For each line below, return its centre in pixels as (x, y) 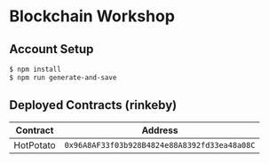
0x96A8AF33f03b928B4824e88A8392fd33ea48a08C (160, 145)
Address (160, 130)
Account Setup (51, 49)
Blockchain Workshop (92, 16)
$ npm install (36, 69)
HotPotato (35, 145)
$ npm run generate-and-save (63, 77)
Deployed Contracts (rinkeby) (93, 105)
